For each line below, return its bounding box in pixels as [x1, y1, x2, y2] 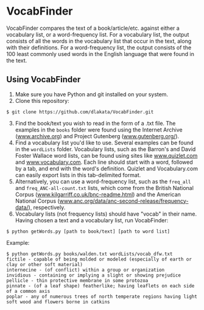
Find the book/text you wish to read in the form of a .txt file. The [15, 119, 176, 127]
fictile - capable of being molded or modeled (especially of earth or [6, 256, 192, 262]
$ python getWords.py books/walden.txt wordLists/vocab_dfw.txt [6, 251, 173, 257]
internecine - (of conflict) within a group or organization [6, 267, 165, 273]
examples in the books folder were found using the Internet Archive [15, 126, 183, 133]
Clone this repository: [15, 97, 69, 104]
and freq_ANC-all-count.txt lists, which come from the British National [15, 184, 194, 191]
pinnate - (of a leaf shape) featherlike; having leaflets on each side [6, 283, 195, 289]
